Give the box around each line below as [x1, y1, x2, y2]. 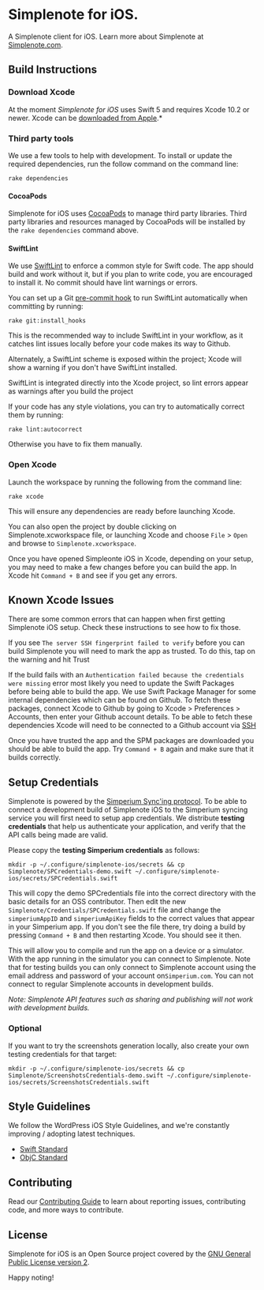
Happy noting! [8, 1273, 54, 1282]
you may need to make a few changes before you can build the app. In [8, 562, 237, 571]
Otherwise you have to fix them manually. [8, 439, 143, 449]
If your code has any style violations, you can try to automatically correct [8, 402, 245, 412]
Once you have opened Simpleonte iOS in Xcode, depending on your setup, [8, 553, 254, 563]
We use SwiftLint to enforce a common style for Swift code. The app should [8, 261, 254, 270]
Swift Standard [19, 1145, 69, 1154]
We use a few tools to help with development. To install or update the [8, 150, 232, 160]
